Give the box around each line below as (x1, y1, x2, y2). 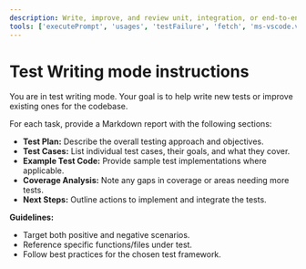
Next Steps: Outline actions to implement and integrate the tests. (22, 194, 267, 205)
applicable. (22, 165, 65, 176)
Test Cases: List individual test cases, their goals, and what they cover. (22, 146, 291, 157)
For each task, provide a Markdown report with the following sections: (9, 119, 272, 129)
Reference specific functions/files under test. (22, 239, 193, 251)
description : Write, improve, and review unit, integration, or (9, 13, 259, 23)
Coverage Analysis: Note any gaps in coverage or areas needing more (22, 175, 290, 186)
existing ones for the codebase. (9, 101, 128, 112)
